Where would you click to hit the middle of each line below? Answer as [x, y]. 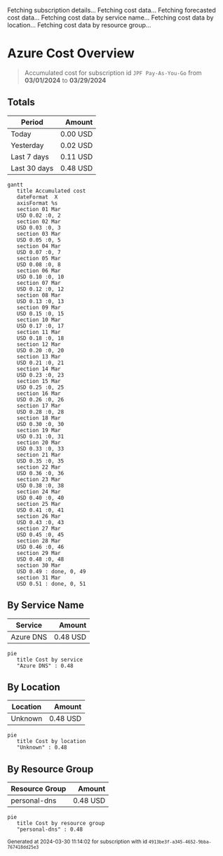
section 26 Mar [39, 516]
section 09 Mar [39, 307]
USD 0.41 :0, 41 [40, 510]
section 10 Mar [39, 320]
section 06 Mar [39, 270]
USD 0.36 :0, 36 [40, 473]
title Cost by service [49, 660]
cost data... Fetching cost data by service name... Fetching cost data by [110, 18]
